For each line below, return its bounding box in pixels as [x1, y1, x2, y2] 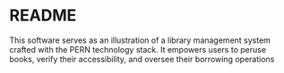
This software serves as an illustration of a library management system [9, 35, 271, 45]
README [9, 5, 77, 26]
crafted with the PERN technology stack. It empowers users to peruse [9, 44, 267, 54]
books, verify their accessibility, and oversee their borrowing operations [9, 53, 275, 64]
